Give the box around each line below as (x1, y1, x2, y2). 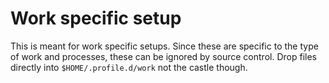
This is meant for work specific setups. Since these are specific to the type (10, 40, 319, 52)
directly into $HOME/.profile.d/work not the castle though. (10, 61, 248, 73)
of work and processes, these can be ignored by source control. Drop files (10, 50, 317, 62)
